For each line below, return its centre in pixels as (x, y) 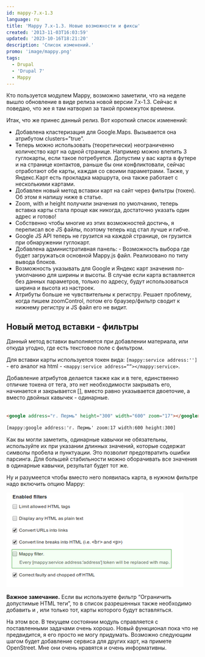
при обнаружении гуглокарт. (52, 243)
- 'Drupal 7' (28, 71)
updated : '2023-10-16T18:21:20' (47, 39)
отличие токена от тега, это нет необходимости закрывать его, (89, 384)
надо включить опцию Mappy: (46, 483)
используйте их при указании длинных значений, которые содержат (96, 446)
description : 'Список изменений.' (50, 45)
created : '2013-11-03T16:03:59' (47, 32)
